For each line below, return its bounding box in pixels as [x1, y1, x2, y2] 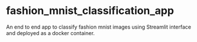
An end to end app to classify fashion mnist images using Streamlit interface [6, 23, 192, 30]
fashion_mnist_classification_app [6, 4, 174, 17]
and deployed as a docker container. [6, 29, 95, 36]
